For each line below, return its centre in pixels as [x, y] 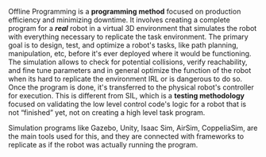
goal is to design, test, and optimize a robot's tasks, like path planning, [123, 45]
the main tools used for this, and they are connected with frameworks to [126, 136]
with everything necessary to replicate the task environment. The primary [128, 36]
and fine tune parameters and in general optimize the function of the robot [130, 70]
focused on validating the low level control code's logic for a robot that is [127, 104]
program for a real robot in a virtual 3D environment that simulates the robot [133, 28]
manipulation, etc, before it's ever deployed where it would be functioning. [130, 54]
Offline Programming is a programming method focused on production [125, 11]
